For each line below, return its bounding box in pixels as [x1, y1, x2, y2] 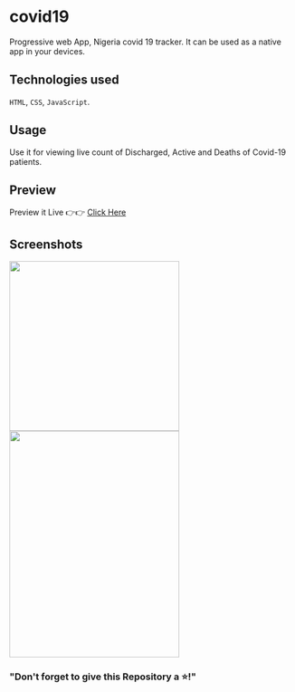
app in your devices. [9, 45, 86, 56]
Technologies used [9, 72, 119, 88]
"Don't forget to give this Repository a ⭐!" [9, 670, 197, 683]
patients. [9, 156, 43, 167]
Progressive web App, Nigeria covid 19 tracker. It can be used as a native [9, 36, 282, 47]
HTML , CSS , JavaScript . [9, 96, 90, 107]
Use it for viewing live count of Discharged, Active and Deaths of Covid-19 [9, 147, 287, 158]
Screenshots [9, 236, 83, 252]
